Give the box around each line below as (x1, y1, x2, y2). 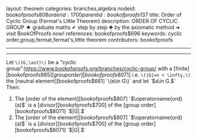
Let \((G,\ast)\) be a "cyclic (6, 59, 77, 65)
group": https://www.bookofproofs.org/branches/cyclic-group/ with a (6, 65, 172, 72)
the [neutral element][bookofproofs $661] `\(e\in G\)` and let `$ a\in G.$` (6, 78, 176, 84)
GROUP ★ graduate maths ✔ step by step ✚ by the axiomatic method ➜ (6, 24, 181, 31)
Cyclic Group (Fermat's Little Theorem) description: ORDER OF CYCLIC (6, 18, 178, 24)
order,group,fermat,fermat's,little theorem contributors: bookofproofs (6, 37, 173, 43)
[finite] (173, 65, 189, 72)
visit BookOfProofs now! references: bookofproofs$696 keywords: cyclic (6, 30, 182, 37)
